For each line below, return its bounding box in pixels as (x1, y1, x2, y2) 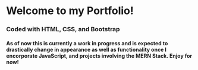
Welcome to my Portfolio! (6, 4, 134, 18)
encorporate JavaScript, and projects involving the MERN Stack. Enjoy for (6, 52, 192, 59)
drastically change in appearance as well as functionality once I (6, 46, 166, 53)
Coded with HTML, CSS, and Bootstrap (6, 25, 120, 34)
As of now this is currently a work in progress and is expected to (6, 39, 168, 46)
